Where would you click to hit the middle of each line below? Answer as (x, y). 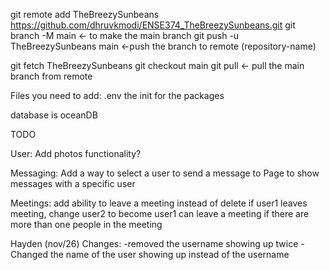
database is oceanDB (54, 115)
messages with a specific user (73, 183)
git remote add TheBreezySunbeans (85, 14)
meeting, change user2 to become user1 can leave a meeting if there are (160, 213)
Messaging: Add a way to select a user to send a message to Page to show (165, 173)
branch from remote (51, 76)
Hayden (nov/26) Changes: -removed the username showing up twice (154, 243)
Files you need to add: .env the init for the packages (117, 95)
